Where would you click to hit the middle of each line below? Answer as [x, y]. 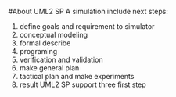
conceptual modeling [54, 35]
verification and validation [61, 59]
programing [38, 51]
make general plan [49, 68]
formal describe [45, 43]
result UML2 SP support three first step [83, 84]
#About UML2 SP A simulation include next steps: [88, 11]
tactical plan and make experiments [77, 76]
